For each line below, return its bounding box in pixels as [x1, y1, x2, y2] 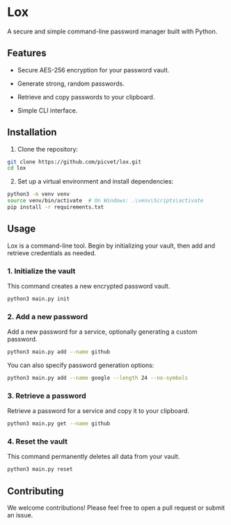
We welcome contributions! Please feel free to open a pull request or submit [7, 503, 225, 512]
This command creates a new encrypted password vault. [7, 282, 170, 291]
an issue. [7, 511, 33, 519]
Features [7, 47, 47, 59]
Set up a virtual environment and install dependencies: [17, 177, 174, 186]
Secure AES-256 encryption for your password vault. [17, 65, 170, 74]
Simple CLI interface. [17, 106, 78, 115]
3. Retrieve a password [7, 391, 87, 401]
